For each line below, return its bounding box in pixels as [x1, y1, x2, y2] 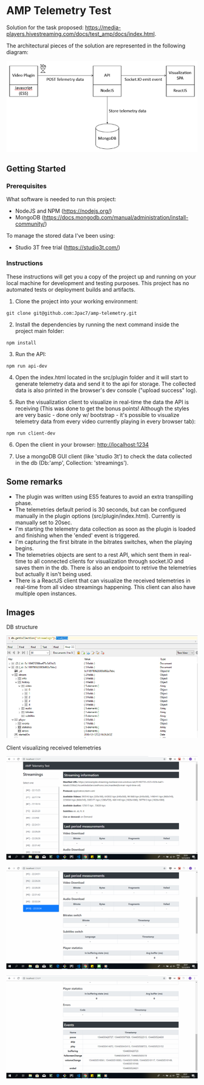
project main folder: [15, 327, 65, 334]
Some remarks [6, 477, 63, 487]
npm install [6, 340, 36, 346]
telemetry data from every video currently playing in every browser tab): [15, 418, 196, 425]
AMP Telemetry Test [6, 4, 112, 18]
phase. [15, 499, 33, 506]
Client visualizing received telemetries [6, 744, 101, 751]
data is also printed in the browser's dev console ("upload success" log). [15, 387, 197, 394]
